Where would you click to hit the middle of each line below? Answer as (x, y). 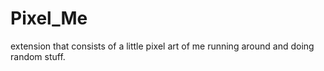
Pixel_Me (49, 18)
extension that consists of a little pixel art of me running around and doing (162, 46)
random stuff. (38, 56)
